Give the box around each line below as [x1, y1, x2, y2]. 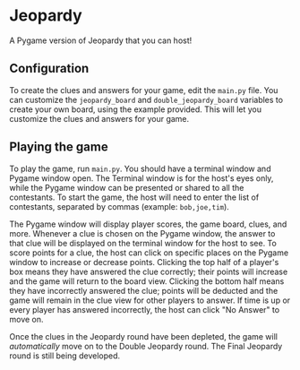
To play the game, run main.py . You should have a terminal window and [9, 163, 271, 174]
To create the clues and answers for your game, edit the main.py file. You [9, 84, 279, 95]
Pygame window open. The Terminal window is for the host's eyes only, [9, 172, 274, 184]
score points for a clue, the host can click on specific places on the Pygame [9, 247, 289, 258]
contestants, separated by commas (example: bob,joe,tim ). [9, 201, 230, 211]
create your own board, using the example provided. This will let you [9, 104, 262, 115]
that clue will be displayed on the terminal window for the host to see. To [9, 237, 278, 248]
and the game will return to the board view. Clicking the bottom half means [9, 275, 285, 287]
